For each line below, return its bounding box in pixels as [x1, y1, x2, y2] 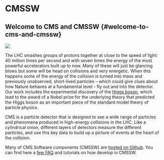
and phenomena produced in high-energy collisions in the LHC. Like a [5, 119, 146, 125]
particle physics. [5, 105, 39, 110]
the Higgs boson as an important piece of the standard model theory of [5, 99, 149, 105]
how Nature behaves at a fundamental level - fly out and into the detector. [5, 84, 154, 89]
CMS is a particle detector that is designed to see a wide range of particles [5, 114, 156, 120]
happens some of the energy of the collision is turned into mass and [5, 73, 143, 79]
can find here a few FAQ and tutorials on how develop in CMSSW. [5, 150, 137, 155]
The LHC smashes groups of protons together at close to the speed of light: [5, 53, 158, 58]
